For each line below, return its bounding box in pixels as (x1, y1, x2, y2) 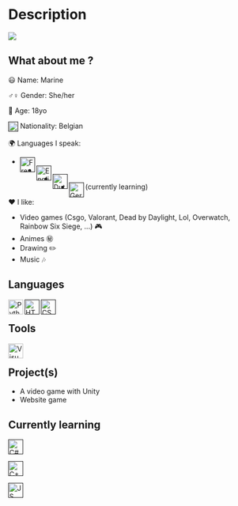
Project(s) (8, 365, 59, 379)
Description (8, 6, 87, 24)
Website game (19, 395, 67, 405)
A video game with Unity (19, 387, 100, 396)
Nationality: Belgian (19, 121, 84, 130)
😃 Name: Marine (8, 75, 64, 85)
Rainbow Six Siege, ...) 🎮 (19, 221, 103, 231)
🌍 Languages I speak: (8, 138, 81, 148)
